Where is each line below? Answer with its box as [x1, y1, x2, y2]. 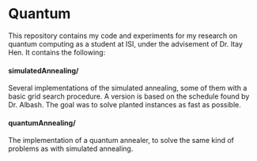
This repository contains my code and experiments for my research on [8, 31, 238, 40]
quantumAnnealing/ [8, 118, 77, 127]
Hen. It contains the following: [8, 47, 106, 57]
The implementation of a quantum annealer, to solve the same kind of [8, 136, 235, 145]
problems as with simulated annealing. [8, 144, 134, 154]
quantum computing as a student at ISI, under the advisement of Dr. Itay [8, 39, 244, 48]
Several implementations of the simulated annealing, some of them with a [8, 84, 248, 93]
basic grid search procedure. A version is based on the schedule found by [8, 92, 250, 101]
